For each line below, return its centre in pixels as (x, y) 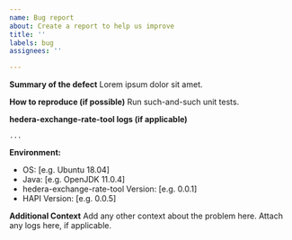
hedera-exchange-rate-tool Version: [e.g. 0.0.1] (110, 189)
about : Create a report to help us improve (92, 26)
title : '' (28, 34)
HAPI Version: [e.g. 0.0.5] (69, 199)
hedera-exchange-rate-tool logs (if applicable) (98, 120)
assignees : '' (36, 51)
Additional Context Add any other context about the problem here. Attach (146, 216)
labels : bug (31, 43)
